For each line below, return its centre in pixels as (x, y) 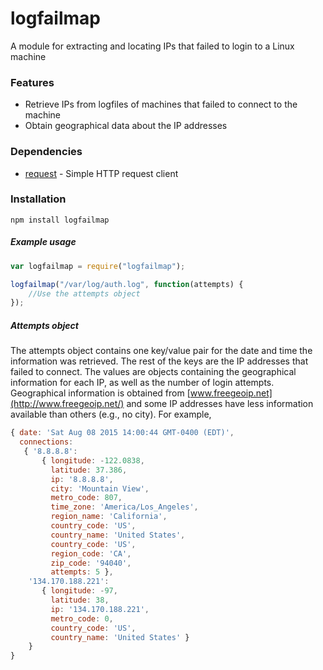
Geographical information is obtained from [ (100, 393)
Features (32, 82)
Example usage (43, 242)
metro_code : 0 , (82, 618)
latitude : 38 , (80, 600)
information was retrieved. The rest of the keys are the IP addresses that (159, 361)
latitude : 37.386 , (89, 470)
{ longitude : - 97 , (79, 591)
